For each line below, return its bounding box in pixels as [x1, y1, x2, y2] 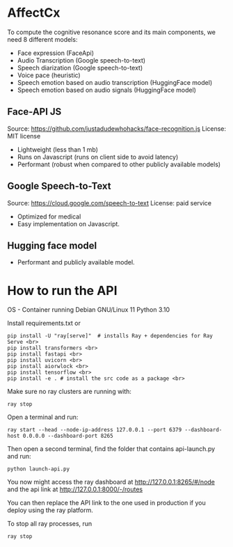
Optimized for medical [17, 212, 81, 221]
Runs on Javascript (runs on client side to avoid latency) [17, 152, 179, 161]
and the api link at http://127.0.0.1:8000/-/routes [7, 485, 143, 493]
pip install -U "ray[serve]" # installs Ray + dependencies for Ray [7, 333, 214, 340]
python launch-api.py [7, 466, 70, 473]
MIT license [7, 132, 41, 140]
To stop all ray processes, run [7, 520, 93, 528]
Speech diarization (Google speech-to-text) [17, 63, 143, 72]
